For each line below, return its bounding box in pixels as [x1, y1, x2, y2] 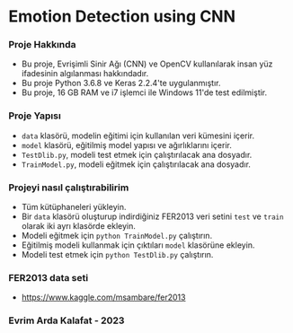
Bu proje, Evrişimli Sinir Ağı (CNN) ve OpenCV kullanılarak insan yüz [21, 58, 273, 69]
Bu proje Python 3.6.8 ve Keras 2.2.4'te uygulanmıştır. [21, 78, 221, 89]
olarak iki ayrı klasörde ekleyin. [21, 221, 136, 232]
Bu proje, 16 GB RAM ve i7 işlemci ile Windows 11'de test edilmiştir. [21, 87, 268, 98]
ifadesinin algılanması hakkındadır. [21, 68, 149, 79]
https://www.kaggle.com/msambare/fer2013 [21, 292, 186, 302]
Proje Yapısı [8, 110, 62, 122]
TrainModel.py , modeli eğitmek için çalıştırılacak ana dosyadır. [21, 159, 251, 170]
